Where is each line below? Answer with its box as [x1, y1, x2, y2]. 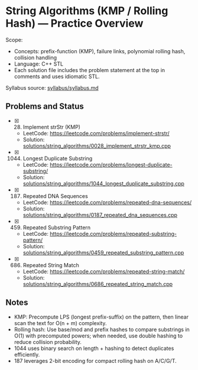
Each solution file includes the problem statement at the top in [14, 66, 165, 73]
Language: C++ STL [14, 60, 63, 67]
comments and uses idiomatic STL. [14, 73, 100, 80]
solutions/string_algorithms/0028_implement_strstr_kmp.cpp [22, 142, 171, 149]
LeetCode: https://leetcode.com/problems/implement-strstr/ [22, 129, 170, 137]
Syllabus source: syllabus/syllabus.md [5, 84, 99, 91]
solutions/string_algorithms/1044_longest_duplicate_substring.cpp [22, 180, 184, 187]
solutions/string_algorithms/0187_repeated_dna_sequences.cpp [22, 211, 178, 218]
